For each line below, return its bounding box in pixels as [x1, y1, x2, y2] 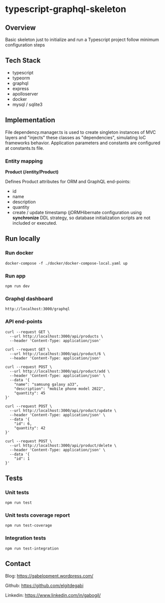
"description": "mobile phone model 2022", [14, 386, 106, 391]
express [12, 85, 29, 91]
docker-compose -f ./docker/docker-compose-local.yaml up [5, 261, 128, 266]
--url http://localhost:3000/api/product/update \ [9, 408, 117, 413]
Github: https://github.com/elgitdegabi [5, 583, 83, 589]
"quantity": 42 [14, 425, 46, 430]
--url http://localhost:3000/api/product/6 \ [9, 351, 106, 356]
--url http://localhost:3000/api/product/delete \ [9, 443, 117, 448]
